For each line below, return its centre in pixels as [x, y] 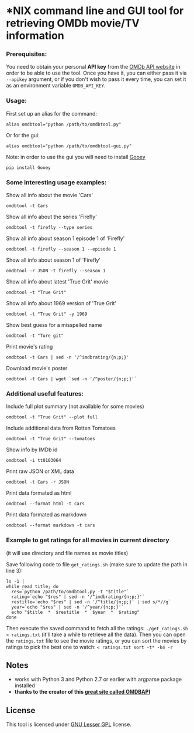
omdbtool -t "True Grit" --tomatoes [51, 439]
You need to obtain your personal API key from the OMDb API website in [93, 67]
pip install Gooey [28, 168]
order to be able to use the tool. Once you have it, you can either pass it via [96, 73]
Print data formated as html [39, 493]
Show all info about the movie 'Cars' [50, 195]
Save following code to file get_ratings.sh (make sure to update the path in [97, 564]
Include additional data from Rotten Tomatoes [61, 428]
